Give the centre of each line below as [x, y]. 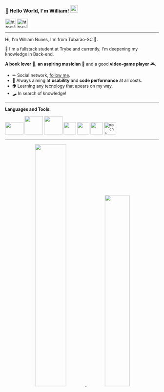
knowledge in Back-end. [30, 54]
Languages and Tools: [28, 109]
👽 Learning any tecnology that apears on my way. [62, 86]
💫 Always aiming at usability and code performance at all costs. [77, 80]
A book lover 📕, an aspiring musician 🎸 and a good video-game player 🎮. [81, 64]
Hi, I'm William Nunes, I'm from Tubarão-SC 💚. [52, 40]
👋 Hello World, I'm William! [37, 11]
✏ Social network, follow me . [41, 75]
